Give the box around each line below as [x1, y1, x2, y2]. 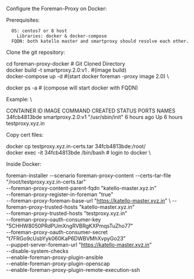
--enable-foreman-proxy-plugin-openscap [6, 260, 111, 267]
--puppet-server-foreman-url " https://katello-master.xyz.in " [6, 241, 152, 248]
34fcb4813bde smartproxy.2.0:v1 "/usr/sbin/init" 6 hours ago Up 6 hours [6, 114, 183, 120]
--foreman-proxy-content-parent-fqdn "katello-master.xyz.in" [6, 185, 157, 191]
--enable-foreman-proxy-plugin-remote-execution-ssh [6, 267, 140, 273]
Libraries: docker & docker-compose [17, 33, 108, 39]
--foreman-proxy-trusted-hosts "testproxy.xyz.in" [6, 210, 128, 217]
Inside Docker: [6, 161, 41, 168]
